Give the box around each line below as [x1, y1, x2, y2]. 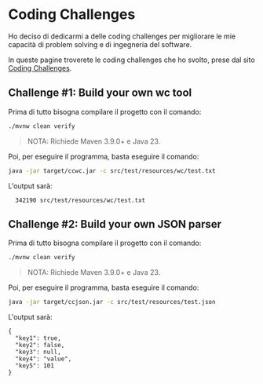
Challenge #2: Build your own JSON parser [8, 218, 222, 231]
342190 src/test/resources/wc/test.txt [15, 196, 146, 204]
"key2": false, [15, 342, 65, 349]
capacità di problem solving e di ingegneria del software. [8, 39, 192, 49]
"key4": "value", [15, 355, 72, 363]
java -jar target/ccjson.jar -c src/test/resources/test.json [8, 298, 216, 306]
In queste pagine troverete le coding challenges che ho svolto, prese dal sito [8, 55, 255, 64]
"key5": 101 [15, 362, 55, 370]
